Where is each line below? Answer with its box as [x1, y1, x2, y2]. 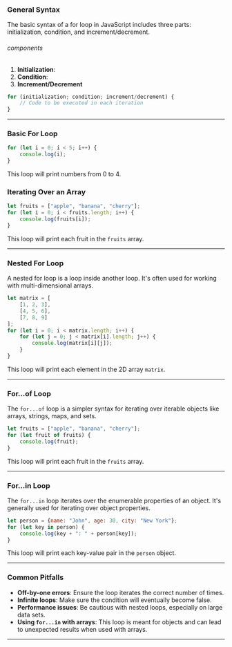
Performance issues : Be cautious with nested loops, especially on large [17, 603, 223, 611]
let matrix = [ [7, 295, 51, 302]
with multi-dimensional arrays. [7, 281, 94, 290]
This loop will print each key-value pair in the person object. [7, 549, 177, 557]
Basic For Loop [7, 129, 58, 139]
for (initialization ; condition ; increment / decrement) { [7, 93, 175, 100]
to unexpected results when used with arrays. [17, 625, 148, 633]
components [7, 44, 43, 52]
